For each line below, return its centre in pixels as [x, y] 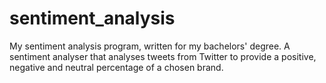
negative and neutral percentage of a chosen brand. [116, 67]
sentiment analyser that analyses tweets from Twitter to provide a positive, [163, 56]
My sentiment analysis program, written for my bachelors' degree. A [150, 46]
